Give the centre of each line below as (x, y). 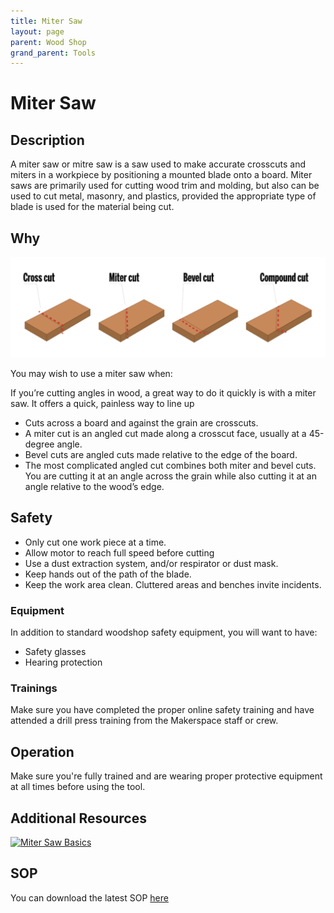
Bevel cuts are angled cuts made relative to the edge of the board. (161, 454)
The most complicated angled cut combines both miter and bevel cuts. (170, 465)
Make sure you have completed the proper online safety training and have (162, 710)
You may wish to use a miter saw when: (91, 373)
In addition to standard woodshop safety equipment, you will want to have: (164, 632)
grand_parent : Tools (53, 53)
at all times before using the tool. (78, 787)
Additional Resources (78, 818)
